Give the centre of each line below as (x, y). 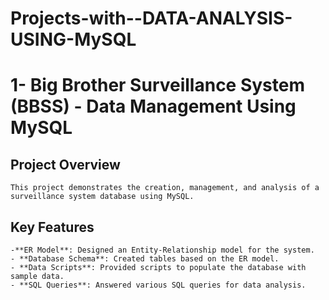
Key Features (52, 227)
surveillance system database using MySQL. (102, 197)
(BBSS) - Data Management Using (153, 106)
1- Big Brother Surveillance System (158, 85)
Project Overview (65, 164)
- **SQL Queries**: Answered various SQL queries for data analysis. (158, 285)
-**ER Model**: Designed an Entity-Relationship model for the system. (162, 250)
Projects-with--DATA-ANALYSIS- (151, 18)
